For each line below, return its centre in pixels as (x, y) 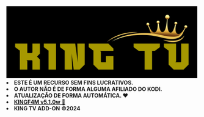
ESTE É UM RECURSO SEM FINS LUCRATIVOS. (74, 83)
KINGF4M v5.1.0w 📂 (40, 102)
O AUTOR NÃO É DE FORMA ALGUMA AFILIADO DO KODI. (88, 89)
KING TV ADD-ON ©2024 (47, 109)
